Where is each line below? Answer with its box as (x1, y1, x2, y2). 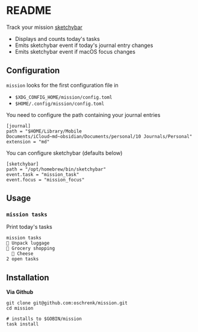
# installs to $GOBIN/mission (6, 316, 82, 322)
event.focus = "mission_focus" (6, 177, 85, 183)
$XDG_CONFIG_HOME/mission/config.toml (14, 94, 113, 100)
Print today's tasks (6, 224, 52, 231)
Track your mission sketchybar (6, 23, 83, 31)
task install (6, 321, 39, 327)
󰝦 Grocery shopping (6, 245, 55, 252)
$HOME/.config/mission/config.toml (14, 101, 105, 107)
